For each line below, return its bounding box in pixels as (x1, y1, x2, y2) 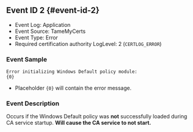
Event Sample (6, 55, 47, 63)
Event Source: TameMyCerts (14, 27, 86, 35)
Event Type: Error (14, 33, 59, 41)
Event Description (6, 99, 60, 108)
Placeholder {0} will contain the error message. (14, 84, 132, 92)
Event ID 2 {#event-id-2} (6, 5, 100, 16)
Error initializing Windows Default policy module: (6, 69, 137, 75)
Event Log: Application (14, 21, 71, 28)
